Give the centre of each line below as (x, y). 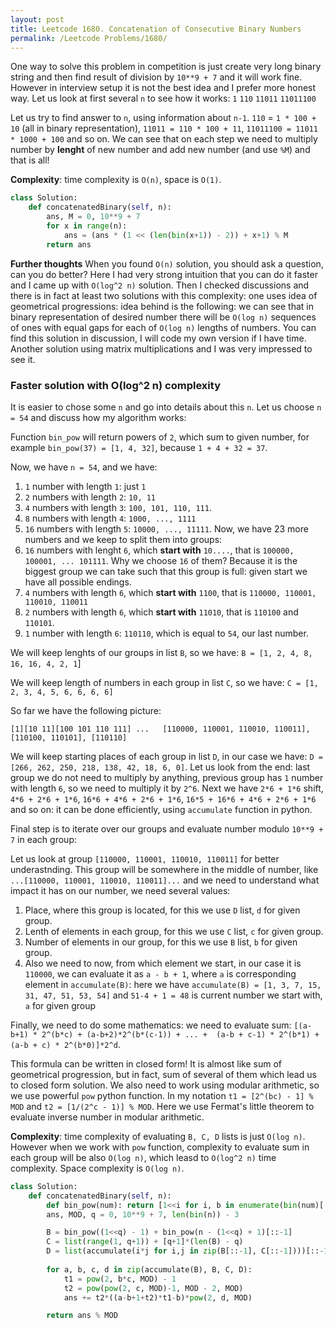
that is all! (30, 160)
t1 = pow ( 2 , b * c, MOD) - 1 (120, 1279)
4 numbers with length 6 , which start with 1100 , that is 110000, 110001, (170, 592)
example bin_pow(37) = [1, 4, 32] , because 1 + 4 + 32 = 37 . (139, 447)
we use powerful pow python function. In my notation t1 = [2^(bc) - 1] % (162, 1095)
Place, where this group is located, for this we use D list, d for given (162, 910)
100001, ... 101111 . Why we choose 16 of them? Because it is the (161, 560)
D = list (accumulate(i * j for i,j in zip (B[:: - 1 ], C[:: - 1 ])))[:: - (185, 1251)
